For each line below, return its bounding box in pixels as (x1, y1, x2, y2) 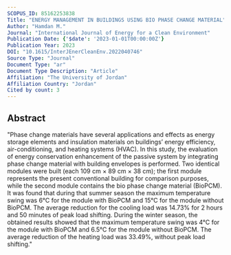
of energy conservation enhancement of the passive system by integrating (7, 152, 219, 160)
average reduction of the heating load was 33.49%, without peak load (7, 232, 206, 241)
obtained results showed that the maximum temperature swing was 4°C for (7, 218, 220, 226)
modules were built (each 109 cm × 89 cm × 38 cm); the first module (7, 166, 202, 175)
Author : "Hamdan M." (7, 23, 67, 30)
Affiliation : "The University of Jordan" (7, 74, 128, 81)
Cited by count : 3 (7, 87, 60, 93)
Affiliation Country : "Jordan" (7, 80, 97, 87)
